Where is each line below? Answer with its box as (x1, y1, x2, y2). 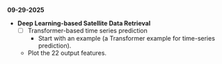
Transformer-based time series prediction (27, 27, 148, 34)
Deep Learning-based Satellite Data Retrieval (17, 19, 151, 27)
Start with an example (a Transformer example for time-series (38, 34, 216, 43)
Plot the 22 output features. (27, 49, 106, 57)
